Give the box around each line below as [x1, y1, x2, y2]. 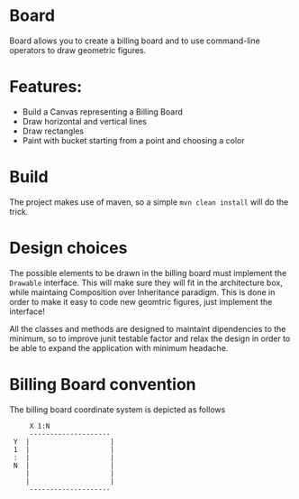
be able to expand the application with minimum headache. [9, 342, 229, 353]
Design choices [9, 238, 128, 258]
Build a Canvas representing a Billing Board [22, 106, 183, 117]
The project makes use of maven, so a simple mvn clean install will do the [9, 196, 289, 208]
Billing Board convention [9, 374, 196, 394]
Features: [9, 77, 83, 97]
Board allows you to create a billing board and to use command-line [9, 35, 261, 46]
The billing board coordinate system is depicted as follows [9, 403, 226, 415]
